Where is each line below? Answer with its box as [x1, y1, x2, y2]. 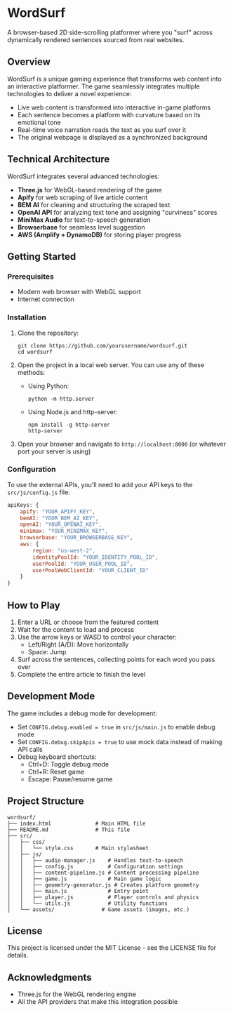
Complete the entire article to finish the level [17, 670, 146, 679]
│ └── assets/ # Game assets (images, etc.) [7, 906, 190, 913]
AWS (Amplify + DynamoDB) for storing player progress [17, 230, 181, 239]
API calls [17, 745, 44, 753]
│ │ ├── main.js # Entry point [7, 887, 149, 894]
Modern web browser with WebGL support [17, 288, 142, 296]
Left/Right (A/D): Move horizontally [27, 640, 129, 649]
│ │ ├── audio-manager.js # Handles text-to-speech [7, 856, 184, 864]
